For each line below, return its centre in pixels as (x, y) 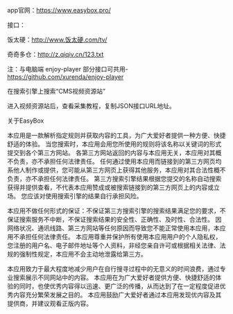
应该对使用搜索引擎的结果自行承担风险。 (85, 196)
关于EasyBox (26, 121)
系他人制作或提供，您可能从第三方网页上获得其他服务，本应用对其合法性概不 (116, 170)
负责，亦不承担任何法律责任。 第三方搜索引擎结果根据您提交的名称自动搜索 (114, 178)
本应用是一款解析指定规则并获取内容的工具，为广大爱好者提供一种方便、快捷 (116, 135)
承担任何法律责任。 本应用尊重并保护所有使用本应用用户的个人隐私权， (120, 237)
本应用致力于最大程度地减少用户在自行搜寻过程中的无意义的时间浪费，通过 (113, 269)
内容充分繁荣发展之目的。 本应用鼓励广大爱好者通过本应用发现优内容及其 (117, 295)
